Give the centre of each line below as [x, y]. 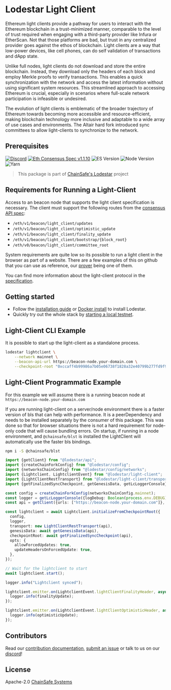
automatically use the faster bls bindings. [48, 442]
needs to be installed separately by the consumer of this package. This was [84, 420]
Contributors [26, 636]
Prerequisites [27, 146]
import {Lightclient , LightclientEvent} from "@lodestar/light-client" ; [84, 474]
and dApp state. [22, 56]
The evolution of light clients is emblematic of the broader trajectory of [79, 108]
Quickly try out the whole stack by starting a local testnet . [73, 315]
